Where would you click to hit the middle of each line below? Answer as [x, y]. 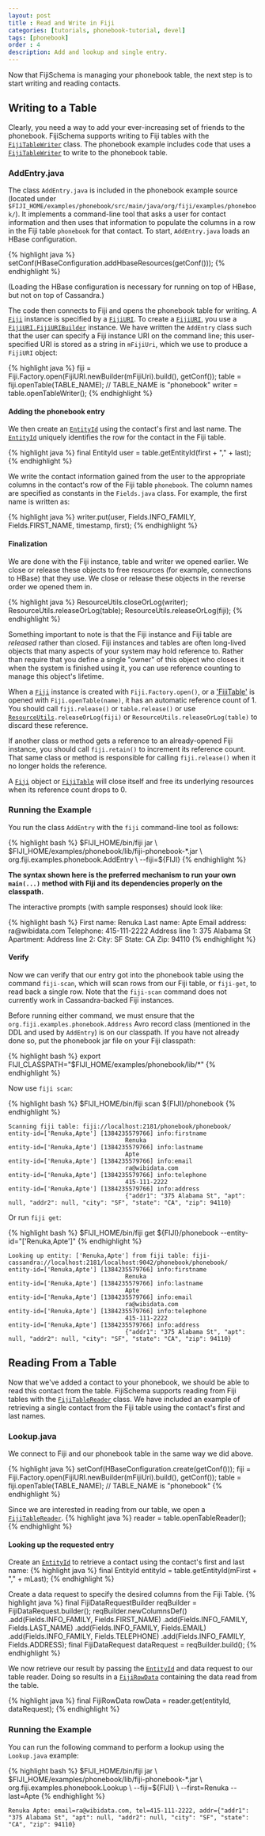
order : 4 [25, 45]
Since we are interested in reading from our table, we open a [107, 1510]
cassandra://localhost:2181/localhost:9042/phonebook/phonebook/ [118, 1263]
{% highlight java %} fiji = [50, 368]
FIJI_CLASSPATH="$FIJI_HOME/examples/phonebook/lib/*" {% [112, 1065]
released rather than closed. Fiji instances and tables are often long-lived [127, 642]
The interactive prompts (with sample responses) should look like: [115, 907]
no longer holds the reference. [58, 766]
